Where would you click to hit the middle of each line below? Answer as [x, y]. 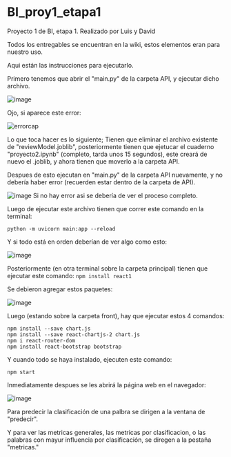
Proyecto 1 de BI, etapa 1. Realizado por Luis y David [81, 31]
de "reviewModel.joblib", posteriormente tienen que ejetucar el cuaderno [111, 146]
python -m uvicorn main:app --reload [61, 228]
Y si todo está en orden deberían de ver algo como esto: [87, 242]
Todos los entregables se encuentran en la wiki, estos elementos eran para [114, 44]
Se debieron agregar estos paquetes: [60, 289]
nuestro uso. [25, 52]
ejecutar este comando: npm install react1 [70, 275]
